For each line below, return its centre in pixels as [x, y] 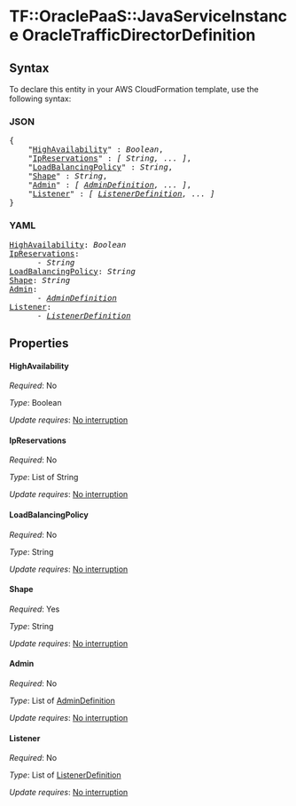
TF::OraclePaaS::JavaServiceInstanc [148, 16]
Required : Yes [35, 609]
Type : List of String [44, 478]
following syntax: [40, 99]
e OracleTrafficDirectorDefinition [132, 35]
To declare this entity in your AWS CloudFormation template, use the [134, 89]
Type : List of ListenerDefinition [65, 775]
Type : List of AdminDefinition [62, 700]
